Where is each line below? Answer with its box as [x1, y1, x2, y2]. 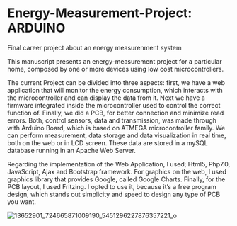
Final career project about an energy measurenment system [7, 43, 182, 52]
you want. [7, 197, 37, 206]
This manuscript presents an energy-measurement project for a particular [7, 57, 222, 65]
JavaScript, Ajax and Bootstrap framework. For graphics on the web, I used [7, 167, 226, 176]
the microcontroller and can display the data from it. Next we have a [7, 94, 205, 102]
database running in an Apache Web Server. [7, 146, 137, 154]
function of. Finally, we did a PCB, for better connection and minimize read [7, 108, 224, 117]
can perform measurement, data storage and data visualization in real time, [7, 131, 226, 140]
